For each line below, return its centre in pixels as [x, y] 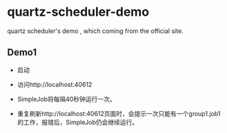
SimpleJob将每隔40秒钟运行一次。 [66, 99]
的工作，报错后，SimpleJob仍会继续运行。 [78, 122]
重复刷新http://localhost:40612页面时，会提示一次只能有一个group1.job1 [119, 113]
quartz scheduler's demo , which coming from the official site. [96, 31]
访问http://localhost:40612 [55, 84]
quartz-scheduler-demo [78, 12]
